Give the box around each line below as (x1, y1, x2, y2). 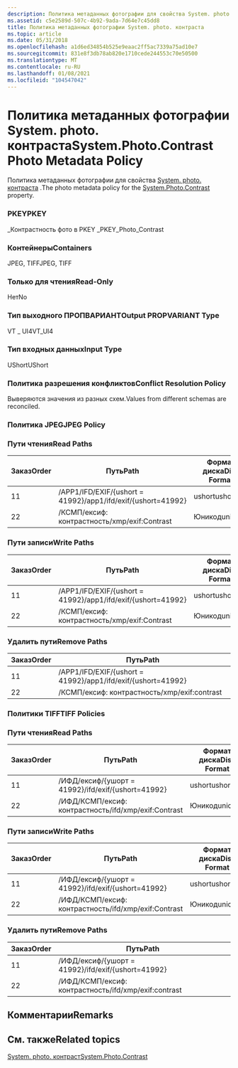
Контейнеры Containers (7, 242, 92, 252)
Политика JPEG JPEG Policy (7, 420, 106, 430)
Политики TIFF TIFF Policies (7, 708, 106, 718)
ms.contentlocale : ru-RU (7, 63, 81, 70)
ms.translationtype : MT (7, 57, 78, 64)
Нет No (7, 293, 28, 301)
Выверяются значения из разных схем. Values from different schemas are (7, 395, 227, 403)
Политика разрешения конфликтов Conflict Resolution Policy (7, 378, 227, 388)
